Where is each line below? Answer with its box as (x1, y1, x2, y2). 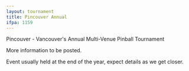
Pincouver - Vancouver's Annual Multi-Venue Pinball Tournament (6, 36, 164, 43)
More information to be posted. (6, 47, 82, 54)
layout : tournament (6, 8, 54, 15)
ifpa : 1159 (6, 19, 33, 25)
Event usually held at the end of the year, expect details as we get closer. (6, 58, 184, 65)
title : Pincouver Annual (6, 14, 67, 20)
